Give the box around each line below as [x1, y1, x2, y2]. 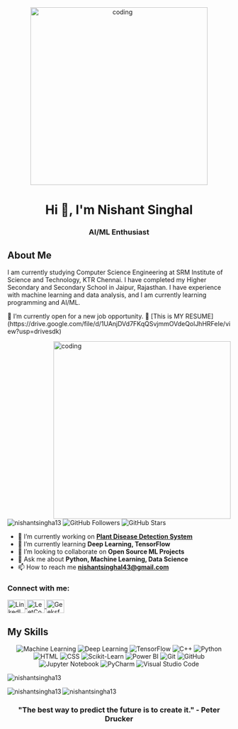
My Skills [7, 625, 49, 638]
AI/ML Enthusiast [88, 227, 150, 237]
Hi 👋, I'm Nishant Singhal [45, 202, 193, 218]
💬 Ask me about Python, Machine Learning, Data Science [17, 554, 189, 563]
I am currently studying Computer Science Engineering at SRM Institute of [7, 268, 223, 276]
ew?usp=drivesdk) [7, 327, 62, 335]
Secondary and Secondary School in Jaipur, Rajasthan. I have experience [7, 283, 222, 291]
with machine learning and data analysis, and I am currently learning [7, 291, 207, 299]
